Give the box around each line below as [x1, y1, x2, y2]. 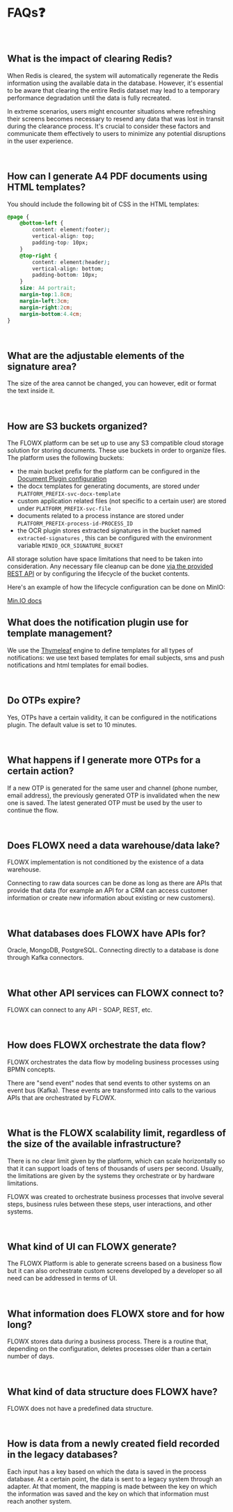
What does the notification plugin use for [7, 617, 189, 629]
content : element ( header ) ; [32, 259, 111, 266]
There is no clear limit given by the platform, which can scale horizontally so [7, 1156, 225, 1165]
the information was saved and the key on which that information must [7, 1489, 209, 1498]
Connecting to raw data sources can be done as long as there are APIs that [7, 879, 223, 887]
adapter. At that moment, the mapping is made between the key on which [7, 1482, 218, 1490]
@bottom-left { [19, 220, 64, 227]
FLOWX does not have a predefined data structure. [7, 1405, 154, 1412]
